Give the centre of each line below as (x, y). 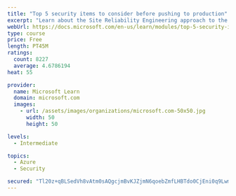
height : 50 (42, 124)
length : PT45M (28, 46)
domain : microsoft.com (47, 98)
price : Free (25, 40)
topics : (19, 156)
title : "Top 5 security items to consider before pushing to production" (118, 14)
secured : (20, 182)
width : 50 (40, 118)
